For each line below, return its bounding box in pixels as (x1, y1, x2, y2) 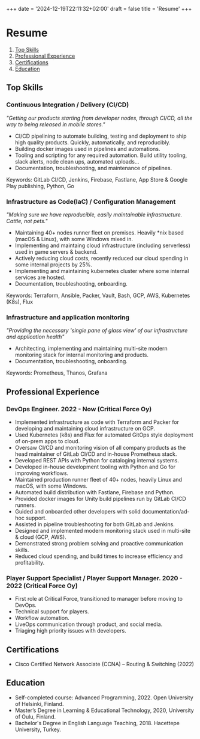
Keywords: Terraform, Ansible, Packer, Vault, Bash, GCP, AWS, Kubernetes (6, 292, 190, 299)
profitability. (14, 559, 45, 566)
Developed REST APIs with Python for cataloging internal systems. (14, 456, 180, 464)
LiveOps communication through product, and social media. (14, 621, 163, 628)
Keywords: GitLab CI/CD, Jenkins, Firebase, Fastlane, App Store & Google (6, 176, 188, 183)
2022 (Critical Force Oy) (6, 581, 78, 590)
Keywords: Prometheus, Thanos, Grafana (6, 369, 108, 376)
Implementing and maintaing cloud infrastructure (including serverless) (14, 242, 190, 249)
